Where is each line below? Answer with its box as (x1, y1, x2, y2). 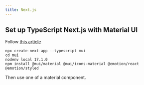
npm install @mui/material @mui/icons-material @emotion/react (5, 62, 140, 67)
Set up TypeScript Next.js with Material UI (5, 26, 138, 34)
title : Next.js (5, 7, 37, 12)
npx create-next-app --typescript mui (5, 48, 86, 54)
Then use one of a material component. (5, 75, 86, 81)
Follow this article (5, 39, 41, 45)
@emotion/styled (5, 66, 39, 71)
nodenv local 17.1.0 (5, 57, 48, 62)
